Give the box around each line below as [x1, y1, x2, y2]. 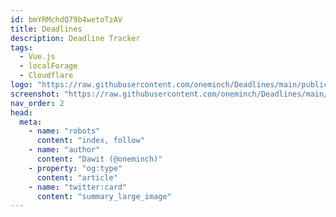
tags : [10, 42, 33, 53]
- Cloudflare [19, 71, 74, 81]
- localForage [19, 61, 78, 71]
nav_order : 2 [10, 98, 65, 108]
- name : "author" [28, 145, 101, 155]
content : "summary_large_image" [36, 191, 172, 201]
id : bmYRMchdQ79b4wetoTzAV [10, 14, 123, 25]
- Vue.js [19, 52, 56, 62]
